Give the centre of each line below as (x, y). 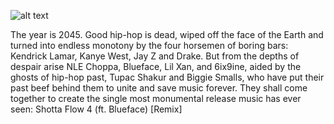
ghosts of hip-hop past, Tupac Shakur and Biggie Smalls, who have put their (167, 77)
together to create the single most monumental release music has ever (156, 98)
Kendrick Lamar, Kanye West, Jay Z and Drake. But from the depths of (155, 56)
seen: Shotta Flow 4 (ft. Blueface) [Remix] (96, 109)
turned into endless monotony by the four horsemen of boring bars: (149, 45)
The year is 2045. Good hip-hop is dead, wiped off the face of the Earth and (167, 34)
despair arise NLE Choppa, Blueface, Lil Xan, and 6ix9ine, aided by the (156, 66)
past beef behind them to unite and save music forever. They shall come (159, 88)
